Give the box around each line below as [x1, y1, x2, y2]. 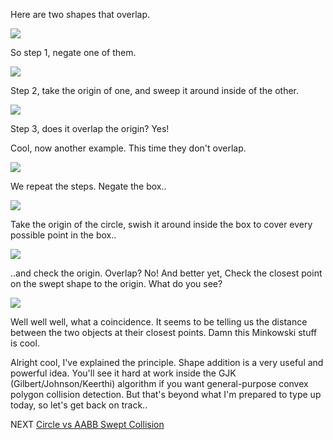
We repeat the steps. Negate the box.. [10, 180, 167, 192]
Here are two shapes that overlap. [10, 9, 151, 20]
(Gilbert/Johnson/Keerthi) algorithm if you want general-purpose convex [10, 378, 309, 389]
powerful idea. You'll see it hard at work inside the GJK [10, 367, 237, 379]
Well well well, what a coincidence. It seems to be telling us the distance [10, 316, 308, 328]
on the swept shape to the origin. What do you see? [10, 278, 223, 289]
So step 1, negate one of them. [10, 47, 137, 58]
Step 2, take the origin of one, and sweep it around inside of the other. [10, 85, 299, 96]
